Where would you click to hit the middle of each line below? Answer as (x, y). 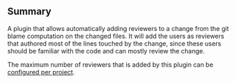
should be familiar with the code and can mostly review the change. (106, 51)
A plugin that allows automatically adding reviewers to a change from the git (118, 28)
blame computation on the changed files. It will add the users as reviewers (116, 36)
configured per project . (41, 72)
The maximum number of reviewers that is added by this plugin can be (111, 64)
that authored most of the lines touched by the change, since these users (114, 43)
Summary (29, 12)
